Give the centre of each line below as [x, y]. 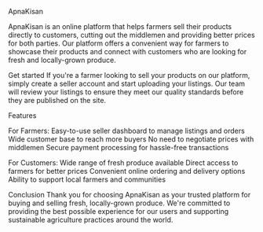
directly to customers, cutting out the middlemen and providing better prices [131, 35]
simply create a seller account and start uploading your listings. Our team [127, 83]
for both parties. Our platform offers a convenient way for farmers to [119, 43]
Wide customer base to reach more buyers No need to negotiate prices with [131, 139]
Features [22, 116]
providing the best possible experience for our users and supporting [119, 211]
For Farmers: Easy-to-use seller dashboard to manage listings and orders [126, 131]
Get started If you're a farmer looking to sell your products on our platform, [129, 75]
